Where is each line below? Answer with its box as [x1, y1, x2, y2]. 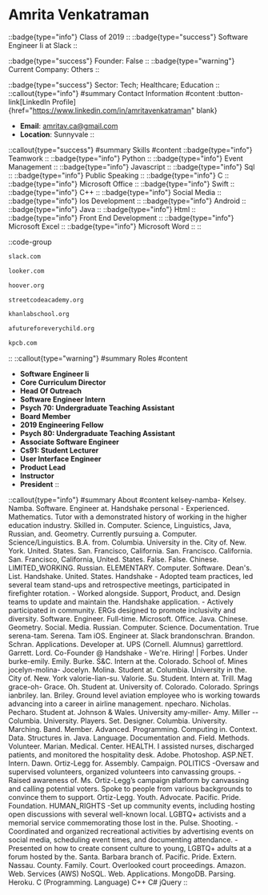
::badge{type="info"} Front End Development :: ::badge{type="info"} [8, 213, 234, 222]
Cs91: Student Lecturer [19, 446, 99, 455]
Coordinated [8, 826, 50, 837]
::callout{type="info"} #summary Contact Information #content [8, 88, 215, 98]
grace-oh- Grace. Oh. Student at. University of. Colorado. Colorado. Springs [8, 682, 259, 692]
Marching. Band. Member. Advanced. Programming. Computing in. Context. [8, 725, 258, 734]
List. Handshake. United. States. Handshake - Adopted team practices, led [8, 572, 254, 581]
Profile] [51, 97, 76, 106]
